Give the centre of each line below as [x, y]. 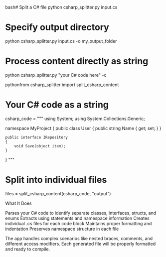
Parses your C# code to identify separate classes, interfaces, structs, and [81, 213]
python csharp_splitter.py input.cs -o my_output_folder [61, 41]
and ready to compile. [28, 249]
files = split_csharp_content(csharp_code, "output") [58, 193]
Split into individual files [56, 180]
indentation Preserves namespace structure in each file [62, 229]
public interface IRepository [37, 137]
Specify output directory [57, 27]
